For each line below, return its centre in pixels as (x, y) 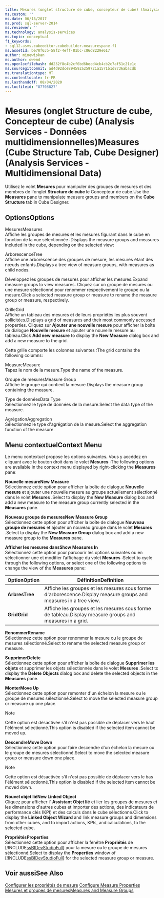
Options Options (30, 218)
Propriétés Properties (27, 837)
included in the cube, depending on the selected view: (60, 245)
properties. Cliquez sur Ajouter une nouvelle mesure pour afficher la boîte (80, 325)
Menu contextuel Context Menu (53, 445)
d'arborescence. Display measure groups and (96, 595)
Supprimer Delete (23, 658)
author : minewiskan (25, 55)
